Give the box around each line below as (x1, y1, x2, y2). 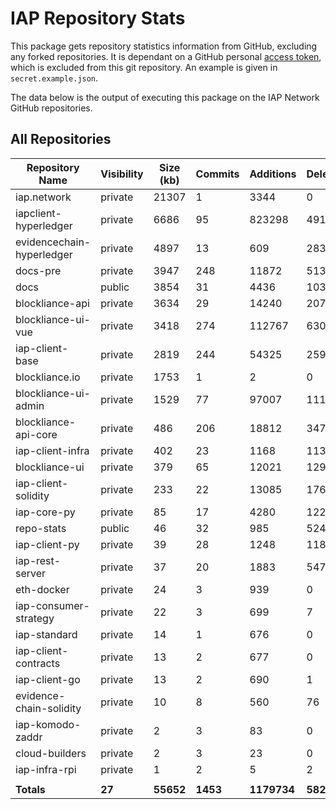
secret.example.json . (10, 72, 99, 84)
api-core (15, 427, 58, 441)
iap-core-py (15, 505, 76, 519)
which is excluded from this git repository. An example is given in (10, 61, 278, 73)
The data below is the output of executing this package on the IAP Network (10, 91, 320, 103)
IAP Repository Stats (10, 7, 186, 30)
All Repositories (10, 131, 112, 148)
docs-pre (15, 263, 62, 277)
